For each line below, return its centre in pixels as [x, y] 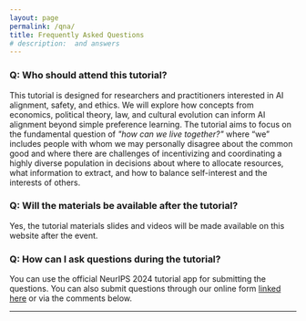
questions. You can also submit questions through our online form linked [145, 289]
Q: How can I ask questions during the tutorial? [115, 259]
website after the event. [54, 235]
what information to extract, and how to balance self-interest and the [138, 172]
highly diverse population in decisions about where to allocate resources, [147, 163]
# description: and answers [65, 43]
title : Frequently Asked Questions [77, 35]
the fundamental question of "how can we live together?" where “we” [140, 134]
